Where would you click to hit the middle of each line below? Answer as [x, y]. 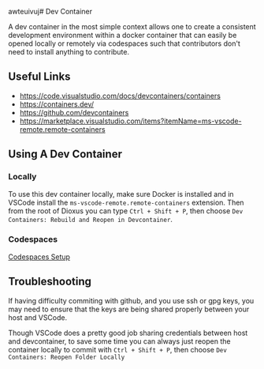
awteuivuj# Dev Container [50, 11]
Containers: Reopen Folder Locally [67, 357]
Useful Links [39, 77]
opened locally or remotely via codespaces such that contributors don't [124, 43]
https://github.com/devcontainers [74, 112]
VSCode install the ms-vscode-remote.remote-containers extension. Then [126, 202]
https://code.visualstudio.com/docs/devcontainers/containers [120, 96]
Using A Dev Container [65, 154]
